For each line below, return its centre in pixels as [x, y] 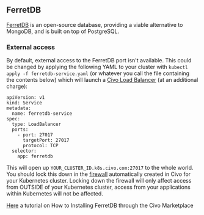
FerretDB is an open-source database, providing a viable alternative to [95, 24]
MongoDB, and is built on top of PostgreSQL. [63, 31]
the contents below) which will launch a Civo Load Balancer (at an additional [102, 80]
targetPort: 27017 [46, 140]
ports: [20, 130]
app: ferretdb [35, 156]
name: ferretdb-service [42, 114]
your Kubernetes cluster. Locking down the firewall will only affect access [99, 181]
